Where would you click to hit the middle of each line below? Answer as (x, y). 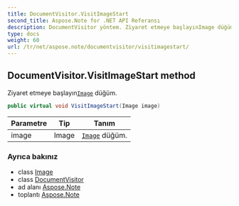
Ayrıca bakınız (33, 156)
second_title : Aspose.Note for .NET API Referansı (84, 21)
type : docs (23, 34)
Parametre (29, 123)
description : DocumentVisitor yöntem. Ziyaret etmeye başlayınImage (111, 27)
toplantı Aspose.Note (48, 194)
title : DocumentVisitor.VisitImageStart (68, 14)
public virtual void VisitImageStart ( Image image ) (84, 106)
